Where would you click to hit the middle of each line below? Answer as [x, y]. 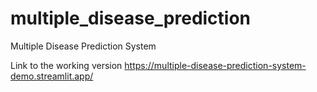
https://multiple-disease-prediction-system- [215, 65]
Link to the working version [66, 65]
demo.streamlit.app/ [52, 76]
